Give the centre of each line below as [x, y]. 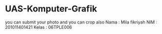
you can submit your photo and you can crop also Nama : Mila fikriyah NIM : [81, 22]
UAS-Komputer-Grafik [51, 9]
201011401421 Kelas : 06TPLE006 [38, 27]
